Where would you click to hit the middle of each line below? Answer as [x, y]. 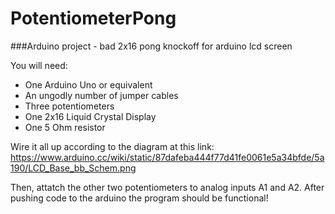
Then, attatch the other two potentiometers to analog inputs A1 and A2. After [167, 187]
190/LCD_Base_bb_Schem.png [73, 168]
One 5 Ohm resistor [65, 127]
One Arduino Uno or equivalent [88, 84]
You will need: [39, 65]
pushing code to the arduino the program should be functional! [139, 198]
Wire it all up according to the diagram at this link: [112, 146]
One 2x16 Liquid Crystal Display [90, 116]
